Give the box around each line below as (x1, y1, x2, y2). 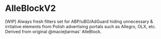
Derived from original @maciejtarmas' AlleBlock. (5, 29, 102, 34)
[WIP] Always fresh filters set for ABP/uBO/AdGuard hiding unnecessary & (5, 19, 153, 24)
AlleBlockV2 (5, 3, 56, 14)
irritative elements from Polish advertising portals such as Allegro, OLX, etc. (5, 23, 156, 29)
